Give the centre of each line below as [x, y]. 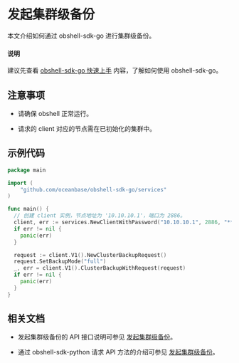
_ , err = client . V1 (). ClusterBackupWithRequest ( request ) [100, 268]
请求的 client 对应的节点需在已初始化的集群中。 [87, 128]
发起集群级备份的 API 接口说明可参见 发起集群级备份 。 [97, 337]
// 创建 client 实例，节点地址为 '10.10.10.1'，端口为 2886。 [100, 216]
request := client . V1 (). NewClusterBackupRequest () [90, 255]
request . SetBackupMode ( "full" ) [60, 262]
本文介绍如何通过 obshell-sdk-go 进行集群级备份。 [81, 36]
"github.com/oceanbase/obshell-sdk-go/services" [94, 189]
